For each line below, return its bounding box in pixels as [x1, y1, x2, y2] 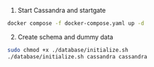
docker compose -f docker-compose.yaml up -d [7, 20, 144, 27]
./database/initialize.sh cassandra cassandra [7, 53, 148, 60]
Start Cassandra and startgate [17, 6, 106, 14]
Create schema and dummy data [17, 32, 114, 41]
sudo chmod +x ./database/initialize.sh [7, 46, 129, 53]
